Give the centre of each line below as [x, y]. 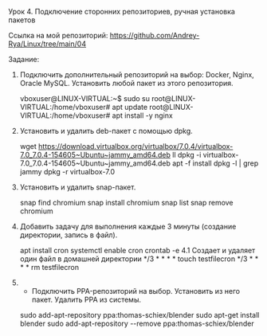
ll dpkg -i [187, 155]
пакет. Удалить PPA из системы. [86, 299]
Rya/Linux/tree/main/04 [47, 44]
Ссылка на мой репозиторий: [58, 35]
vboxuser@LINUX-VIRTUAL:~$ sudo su [84, 98]
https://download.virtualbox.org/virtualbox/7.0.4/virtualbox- [136, 146]
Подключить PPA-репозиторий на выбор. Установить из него [136, 291]
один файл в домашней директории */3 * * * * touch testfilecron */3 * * [139, 259]
